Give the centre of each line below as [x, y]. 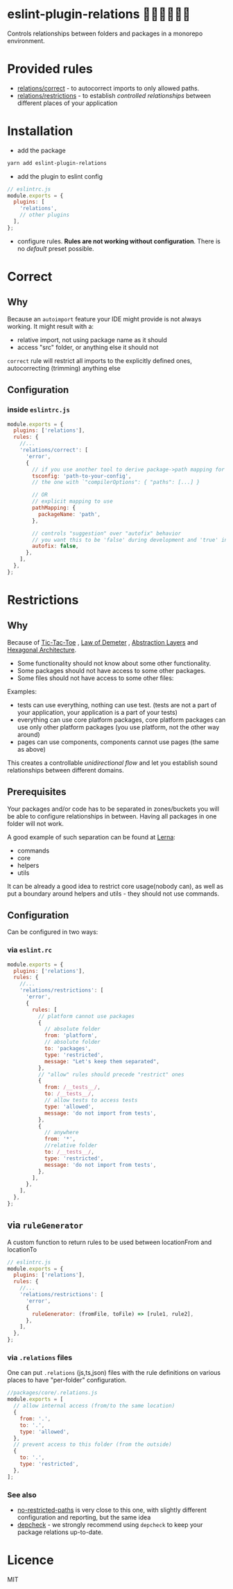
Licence [31, 1560]
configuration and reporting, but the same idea [84, 1517]
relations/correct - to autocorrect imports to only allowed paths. [108, 88]
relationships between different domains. [66, 770]
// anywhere [61, 1133]
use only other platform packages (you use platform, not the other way [118, 727]
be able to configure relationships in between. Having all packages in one [112, 816]
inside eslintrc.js [39, 410]
